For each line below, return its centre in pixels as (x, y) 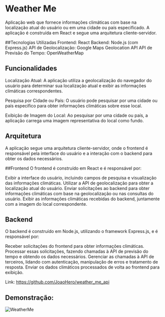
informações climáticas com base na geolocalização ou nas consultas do (79, 193)
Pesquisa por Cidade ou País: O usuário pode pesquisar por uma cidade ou (81, 100)
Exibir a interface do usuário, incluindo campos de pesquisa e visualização (81, 178)
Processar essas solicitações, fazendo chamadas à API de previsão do (77, 251)
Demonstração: (30, 297)
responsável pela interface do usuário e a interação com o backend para (79, 153)
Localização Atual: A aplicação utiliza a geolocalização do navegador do (78, 80)
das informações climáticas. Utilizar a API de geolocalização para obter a (79, 183)
